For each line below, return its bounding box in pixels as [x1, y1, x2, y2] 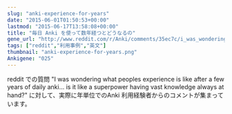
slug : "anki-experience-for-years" [7, 10, 110, 17]
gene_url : [7, 36, 36, 43]
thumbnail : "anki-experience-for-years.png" [7, 49, 137, 56]
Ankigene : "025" [7, 55, 54, 62]
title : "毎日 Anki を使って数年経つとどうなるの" [7, 29, 136, 37]
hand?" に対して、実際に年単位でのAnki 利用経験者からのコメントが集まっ [7, 91, 218, 99]
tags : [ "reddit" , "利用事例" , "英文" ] [7, 42, 106, 49]
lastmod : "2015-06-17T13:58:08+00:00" [7, 23, 119, 30]
